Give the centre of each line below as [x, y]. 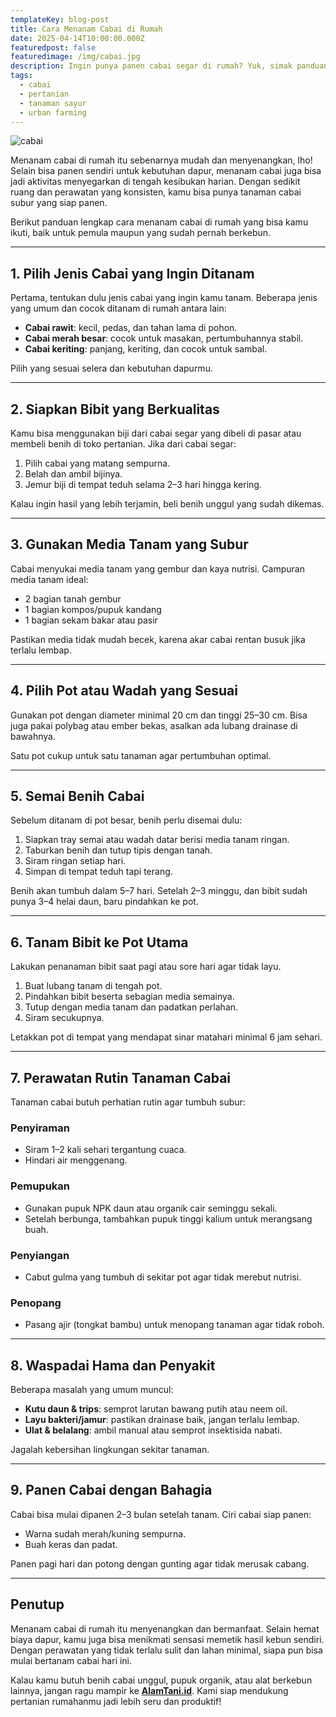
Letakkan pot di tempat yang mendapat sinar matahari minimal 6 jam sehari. [166, 1037]
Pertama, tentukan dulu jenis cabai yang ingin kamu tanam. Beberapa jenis [164, 298]
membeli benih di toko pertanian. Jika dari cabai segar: [123, 444]
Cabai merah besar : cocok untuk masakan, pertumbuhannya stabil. [164, 338]
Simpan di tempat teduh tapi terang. [98, 872]
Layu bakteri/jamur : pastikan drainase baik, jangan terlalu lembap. [162, 1420]
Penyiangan [40, 1255]
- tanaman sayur [53, 103]
